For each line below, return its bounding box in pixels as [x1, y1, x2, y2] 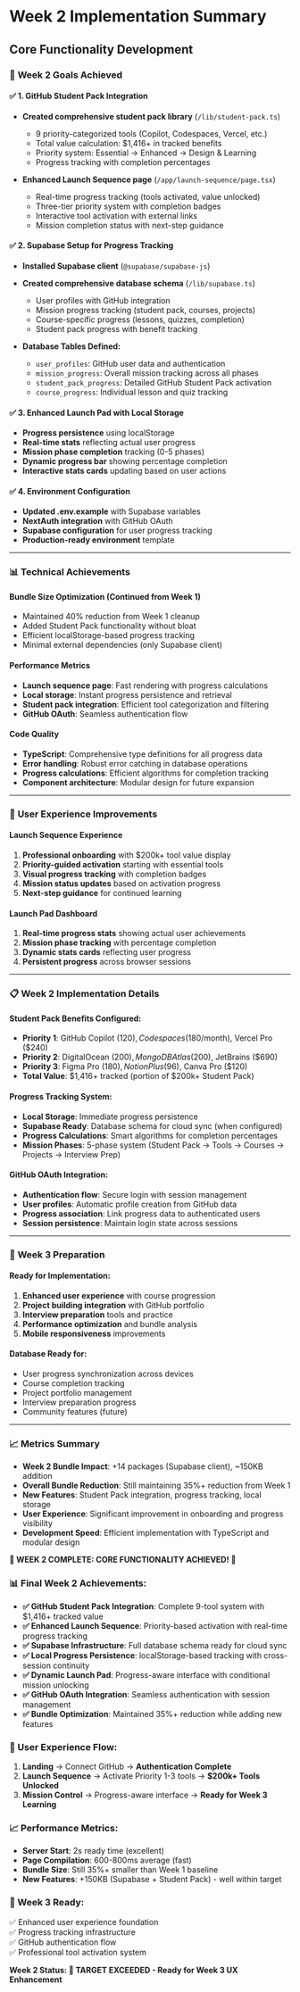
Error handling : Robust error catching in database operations [21, 758, 248, 768]
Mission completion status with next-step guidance [35, 220, 224, 230]
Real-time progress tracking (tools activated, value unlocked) [35, 191, 261, 202]
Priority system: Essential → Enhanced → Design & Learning [35, 147, 257, 158]
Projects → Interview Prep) [21, 1149, 121, 1159]
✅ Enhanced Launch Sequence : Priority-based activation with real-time [21, 1620, 288, 1631]
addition [21, 1471, 53, 1482]
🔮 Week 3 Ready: [9, 1897, 85, 1909]
